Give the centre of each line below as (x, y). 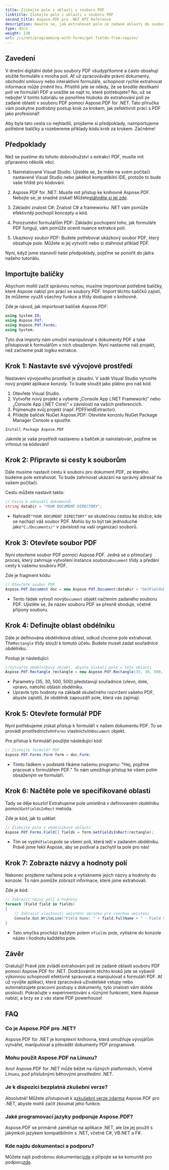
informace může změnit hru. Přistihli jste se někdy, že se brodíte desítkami (82, 87)
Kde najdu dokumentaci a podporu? (50, 1146)
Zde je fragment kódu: (28, 575)
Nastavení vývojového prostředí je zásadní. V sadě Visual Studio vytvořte (81, 378)
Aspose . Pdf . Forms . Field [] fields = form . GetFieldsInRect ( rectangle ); (80, 832)
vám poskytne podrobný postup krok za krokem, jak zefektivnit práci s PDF (83, 108)
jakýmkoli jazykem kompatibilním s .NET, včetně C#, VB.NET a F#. (74, 1133)
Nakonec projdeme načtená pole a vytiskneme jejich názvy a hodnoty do (81, 875)
